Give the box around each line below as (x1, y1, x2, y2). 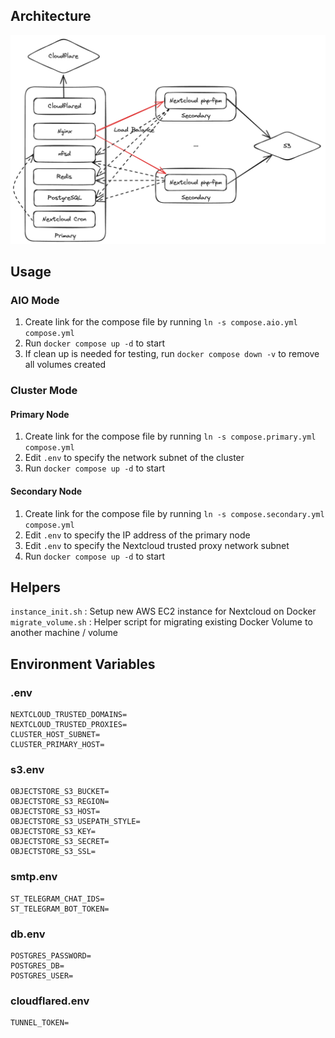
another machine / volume (10, 627, 118, 639)
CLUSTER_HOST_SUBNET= (10, 730, 101, 740)
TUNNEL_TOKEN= (10, 1018, 70, 1028)
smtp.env (10, 870, 58, 884)
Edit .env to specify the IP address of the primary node (24, 529, 251, 541)
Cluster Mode (10, 384, 78, 398)
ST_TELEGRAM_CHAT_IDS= (10, 894, 105, 904)
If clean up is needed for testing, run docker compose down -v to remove (24, 348, 320, 360)
